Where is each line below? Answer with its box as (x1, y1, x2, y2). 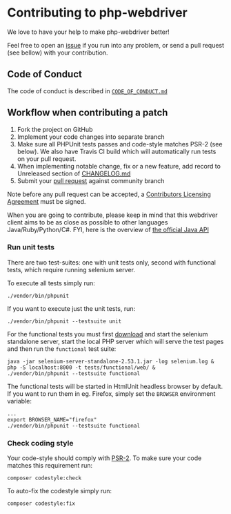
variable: (7, 397, 32, 405)
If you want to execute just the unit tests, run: (7, 304, 136, 312)
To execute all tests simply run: (7, 278, 95, 287)
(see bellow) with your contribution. (7, 48, 108, 57)
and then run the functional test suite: (7, 344, 117, 353)
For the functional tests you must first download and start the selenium (7, 330, 208, 338)
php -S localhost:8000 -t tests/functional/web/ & (7, 364, 156, 371)
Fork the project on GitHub (17, 125, 93, 133)
